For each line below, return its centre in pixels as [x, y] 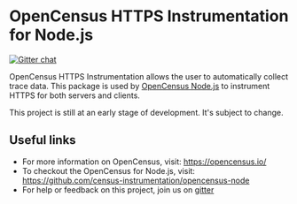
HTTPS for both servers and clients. [74, 95]
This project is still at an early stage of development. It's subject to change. [146, 112]
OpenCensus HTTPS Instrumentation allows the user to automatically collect [149, 76]
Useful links [43, 140]
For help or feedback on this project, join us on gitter [118, 189]
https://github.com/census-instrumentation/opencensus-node [136, 180]
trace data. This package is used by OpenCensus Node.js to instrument [140, 86]
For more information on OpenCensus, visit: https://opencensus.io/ [144, 162]
